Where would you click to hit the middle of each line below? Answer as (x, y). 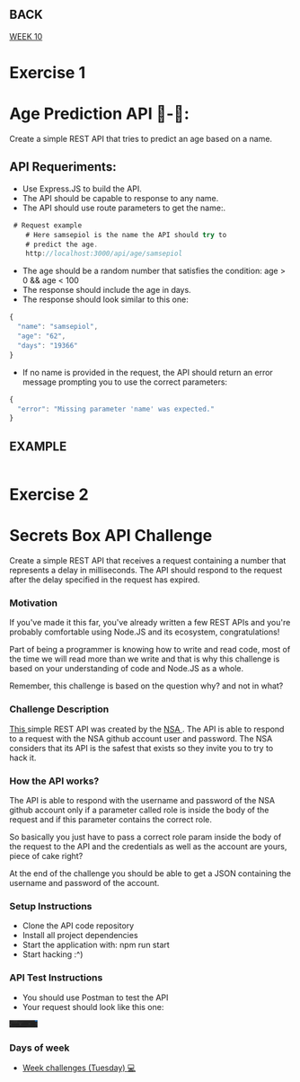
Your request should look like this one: (93, 1007)
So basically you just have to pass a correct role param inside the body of (146, 837)
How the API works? (54, 781)
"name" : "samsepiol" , (58, 327)
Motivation (34, 603)
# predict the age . (62, 244)
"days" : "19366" (48, 345)
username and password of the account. (84, 883)
